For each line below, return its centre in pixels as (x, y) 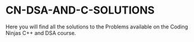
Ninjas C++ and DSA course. (41, 33)
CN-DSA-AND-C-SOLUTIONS (80, 10)
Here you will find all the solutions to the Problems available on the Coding (97, 27)
